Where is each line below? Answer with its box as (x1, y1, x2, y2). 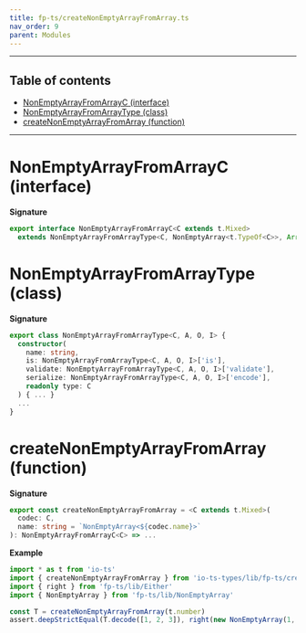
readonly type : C (25, 382, 92, 391)
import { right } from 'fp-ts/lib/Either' (9, 582, 173, 591)
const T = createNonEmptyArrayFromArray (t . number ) (9, 607, 206, 617)
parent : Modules (9, 30, 71, 39)
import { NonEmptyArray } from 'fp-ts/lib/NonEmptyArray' (9, 590, 234, 599)
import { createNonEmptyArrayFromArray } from (9, 573, 189, 583)
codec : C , (17, 513, 55, 523)
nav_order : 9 (9, 22, 59, 31)
